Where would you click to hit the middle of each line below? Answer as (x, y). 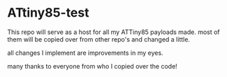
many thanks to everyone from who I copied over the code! (93, 66)
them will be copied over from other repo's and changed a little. (99, 39)
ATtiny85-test (48, 13)
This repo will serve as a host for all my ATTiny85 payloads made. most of (113, 32)
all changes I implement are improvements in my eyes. (85, 53)
